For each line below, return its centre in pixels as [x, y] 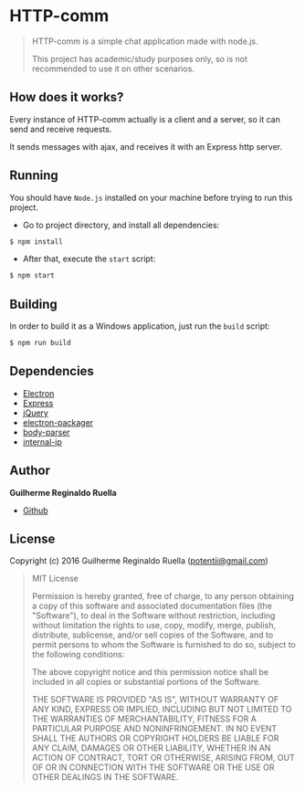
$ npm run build [40, 343]
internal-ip [42, 442]
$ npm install [37, 242]
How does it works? [67, 97]
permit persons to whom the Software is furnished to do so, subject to [164, 645]
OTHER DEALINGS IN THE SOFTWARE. [105, 777]
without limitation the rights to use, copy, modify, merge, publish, [154, 626]
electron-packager [58, 422]
